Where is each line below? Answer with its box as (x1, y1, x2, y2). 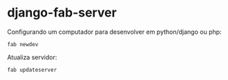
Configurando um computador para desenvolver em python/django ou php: (7, 28, 222, 36)
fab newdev (7, 41, 39, 48)
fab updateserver (7, 66, 57, 73)
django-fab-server (7, 5, 117, 21)
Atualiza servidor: (7, 53, 57, 61)
